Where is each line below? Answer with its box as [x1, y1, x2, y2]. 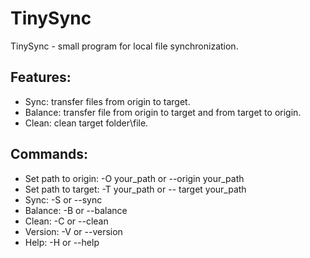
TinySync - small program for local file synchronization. [10, 40, 239, 52]
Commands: [10, 146, 89, 163]
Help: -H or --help [24, 236, 100, 248]
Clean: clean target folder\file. [24, 117, 149, 129]
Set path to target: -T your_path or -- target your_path [24, 183, 247, 195]
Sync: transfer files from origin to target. [24, 95, 191, 107]
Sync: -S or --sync [24, 193, 103, 206]
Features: [10, 69, 72, 86]
